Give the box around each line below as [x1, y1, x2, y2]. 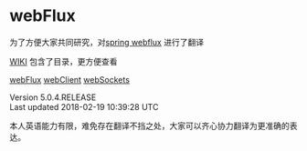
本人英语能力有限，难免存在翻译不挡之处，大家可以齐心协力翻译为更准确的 [9, 120, 290, 131]
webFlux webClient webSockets [9, 74, 131, 85]
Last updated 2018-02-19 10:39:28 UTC [9, 101, 159, 112]
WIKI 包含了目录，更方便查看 [9, 55, 118, 66]
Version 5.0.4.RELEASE [9, 92, 97, 103]
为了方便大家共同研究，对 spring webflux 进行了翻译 [9, 36, 204, 47]
